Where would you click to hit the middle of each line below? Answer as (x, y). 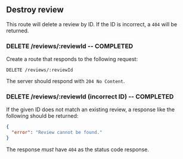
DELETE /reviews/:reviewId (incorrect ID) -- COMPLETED (90, 97)
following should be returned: (42, 116)
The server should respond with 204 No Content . (66, 81)
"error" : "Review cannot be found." (57, 133)
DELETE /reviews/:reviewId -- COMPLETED (70, 46)
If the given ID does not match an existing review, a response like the (90, 109)
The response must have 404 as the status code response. (77, 149)
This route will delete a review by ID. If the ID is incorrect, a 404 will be (92, 24)
